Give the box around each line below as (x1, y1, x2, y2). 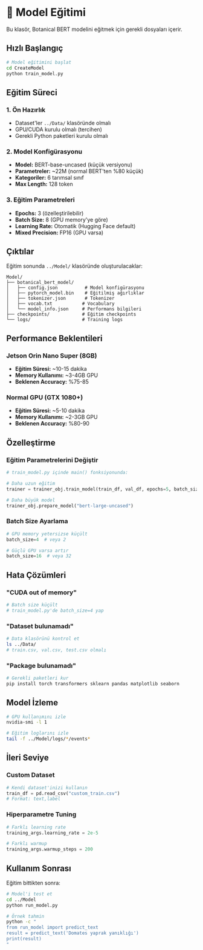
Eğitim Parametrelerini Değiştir (6, 455, 98, 464)
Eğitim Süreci (6, 87, 57, 98)
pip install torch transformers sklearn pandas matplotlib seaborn (6, 680, 180, 687)
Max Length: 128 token (14, 180, 74, 188)
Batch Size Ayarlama (6, 517, 68, 526)
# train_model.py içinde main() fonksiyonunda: (6, 470, 129, 476)
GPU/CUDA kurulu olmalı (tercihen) (14, 126, 103, 133)
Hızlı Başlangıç (6, 43, 63, 53)
